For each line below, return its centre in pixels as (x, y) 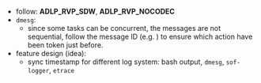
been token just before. (65, 45)
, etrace (62, 70)
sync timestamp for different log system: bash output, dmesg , (126, 62)
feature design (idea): (51, 53)
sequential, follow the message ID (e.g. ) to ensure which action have (140, 36)
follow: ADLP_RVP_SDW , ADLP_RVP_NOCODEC (95, 11)
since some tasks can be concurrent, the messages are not (124, 28)
